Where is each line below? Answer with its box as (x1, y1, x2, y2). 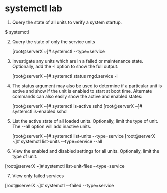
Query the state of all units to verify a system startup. (12, 19, 122, 25)
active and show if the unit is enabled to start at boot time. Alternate (12, 88, 152, 94)
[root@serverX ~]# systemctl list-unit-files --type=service (5, 163, 125, 169)
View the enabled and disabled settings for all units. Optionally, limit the (12, 148, 160, 154)
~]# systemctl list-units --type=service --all (12, 138, 102, 144)
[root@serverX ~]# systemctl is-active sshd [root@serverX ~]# (12, 103, 143, 109)
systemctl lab (5, 3, 62, 14)
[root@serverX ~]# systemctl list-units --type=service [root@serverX (12, 133, 156, 139)
